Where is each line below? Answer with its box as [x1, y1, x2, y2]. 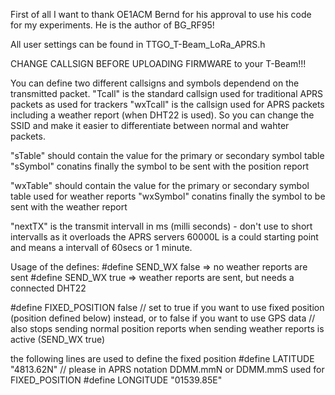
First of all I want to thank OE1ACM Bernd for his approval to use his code [10, 9, 312, 20]
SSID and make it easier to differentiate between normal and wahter [10, 120, 290, 131]
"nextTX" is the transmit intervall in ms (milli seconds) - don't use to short [10, 220, 313, 232]
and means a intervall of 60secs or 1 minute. [10, 242, 193, 253]
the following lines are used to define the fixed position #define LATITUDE [10, 353, 315, 364]
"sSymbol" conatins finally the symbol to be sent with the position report [10, 160, 310, 172]
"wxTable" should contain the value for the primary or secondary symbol [10, 180, 310, 191]
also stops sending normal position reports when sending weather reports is [10, 323, 325, 334]
